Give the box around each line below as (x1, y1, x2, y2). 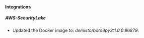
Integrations (5, 4, 31, 10)
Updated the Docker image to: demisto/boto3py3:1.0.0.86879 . (12, 27, 139, 33)
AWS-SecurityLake (5, 15, 46, 21)
